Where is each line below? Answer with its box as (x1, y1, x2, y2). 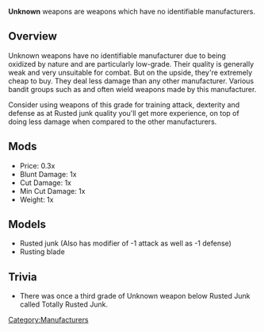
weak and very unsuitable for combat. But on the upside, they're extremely (8, 68, 253, 77)
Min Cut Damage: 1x (19, 186, 86, 195)
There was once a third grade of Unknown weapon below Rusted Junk (19, 291, 251, 301)
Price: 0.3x (19, 160, 55, 170)
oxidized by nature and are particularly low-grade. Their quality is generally (8, 59, 254, 68)
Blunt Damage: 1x (19, 169, 77, 179)
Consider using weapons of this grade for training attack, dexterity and (8, 99, 240, 110)
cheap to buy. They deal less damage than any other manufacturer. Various (8, 75, 254, 86)
